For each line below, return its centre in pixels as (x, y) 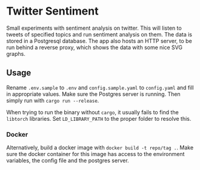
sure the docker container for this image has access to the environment (95, 154)
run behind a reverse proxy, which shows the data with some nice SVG (95, 47)
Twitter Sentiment (52, 11)
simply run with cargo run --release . (53, 100)
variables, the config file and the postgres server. (68, 161)
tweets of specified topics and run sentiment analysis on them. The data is (99, 34)
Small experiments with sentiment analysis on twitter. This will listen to (94, 28)
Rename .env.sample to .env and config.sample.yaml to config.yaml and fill (100, 87)
